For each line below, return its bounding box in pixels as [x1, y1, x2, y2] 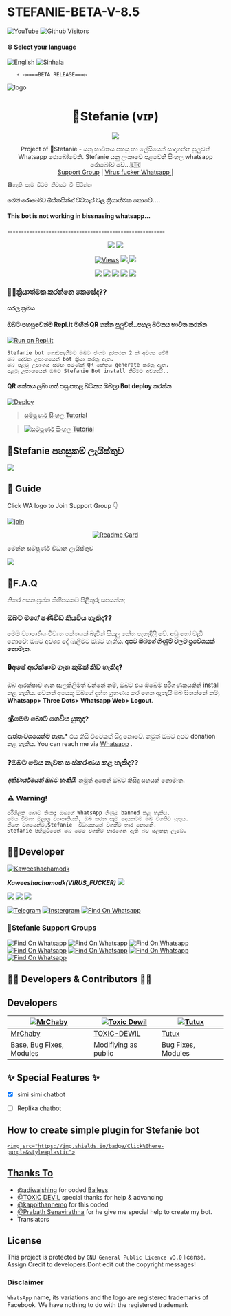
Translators [16, 1215, 49, 1223]
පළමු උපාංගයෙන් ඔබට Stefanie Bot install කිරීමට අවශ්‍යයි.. [7, 368, 170, 374]
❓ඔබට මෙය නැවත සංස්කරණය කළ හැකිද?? [7, 758, 139, 767]
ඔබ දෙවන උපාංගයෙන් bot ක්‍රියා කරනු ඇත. [7, 355, 114, 362]
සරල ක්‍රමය [7, 304, 36, 312]
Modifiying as [93, 1040, 137, 1050]
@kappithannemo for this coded [16, 1200, 109, 1209]
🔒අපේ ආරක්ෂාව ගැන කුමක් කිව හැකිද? [7, 662, 123, 672]
